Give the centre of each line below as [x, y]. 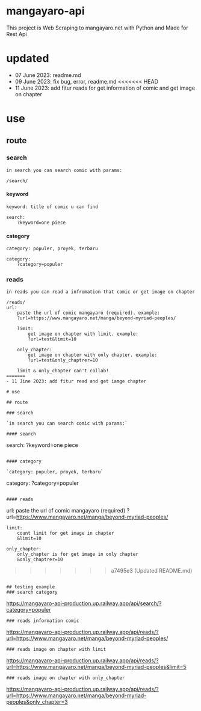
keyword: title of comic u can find [52, 207]
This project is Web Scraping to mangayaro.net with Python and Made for [97, 28]
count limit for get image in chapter [66, 534]
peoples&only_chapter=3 [37, 702]
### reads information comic [43, 621]
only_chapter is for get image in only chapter [78, 555]
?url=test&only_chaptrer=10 [63, 360]
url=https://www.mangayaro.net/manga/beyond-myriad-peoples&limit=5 [96, 667]
